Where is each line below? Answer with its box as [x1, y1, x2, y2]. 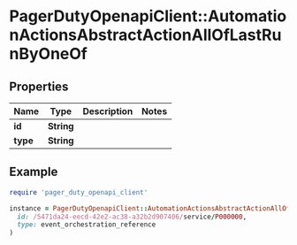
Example [9, 165, 58, 180]
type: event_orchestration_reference [17, 220, 156, 229]
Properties [9, 79, 69, 94]
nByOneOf [9, 44, 88, 64]
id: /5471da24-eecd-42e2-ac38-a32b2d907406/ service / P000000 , [17, 212, 247, 221]
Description [82, 105, 133, 117]
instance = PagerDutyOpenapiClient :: [9, 203, 148, 213]
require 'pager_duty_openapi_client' [9, 188, 148, 196]
